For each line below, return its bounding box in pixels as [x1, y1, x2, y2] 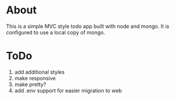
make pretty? [14, 81, 47, 88]
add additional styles [14, 68, 65, 76]
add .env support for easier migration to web [14, 87, 123, 94]
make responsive [14, 74, 56, 81]
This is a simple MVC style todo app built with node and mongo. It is [6, 23, 170, 30]
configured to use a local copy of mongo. [6, 28, 106, 35]
